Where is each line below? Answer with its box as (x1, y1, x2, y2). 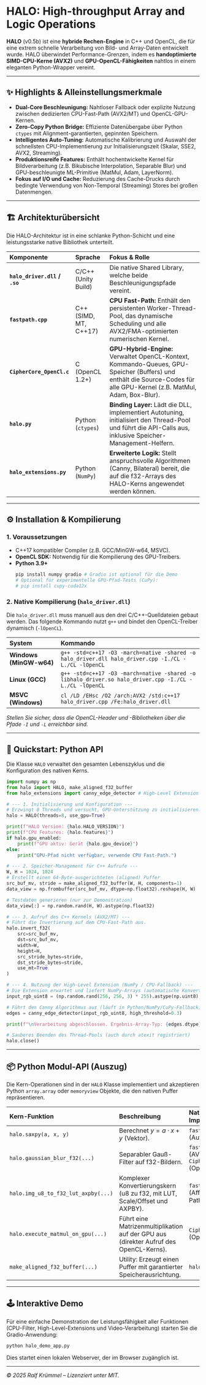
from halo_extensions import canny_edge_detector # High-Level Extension (6, 790, 199, 796)
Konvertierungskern (119, 1181, 177, 1190)
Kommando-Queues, (109, 360, 170, 368)
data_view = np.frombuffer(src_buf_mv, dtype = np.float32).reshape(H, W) (6, 886, 196, 892)
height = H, (17, 948, 43, 954)
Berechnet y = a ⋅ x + (119, 1126, 180, 1135)
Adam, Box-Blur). (109, 391, 161, 399)
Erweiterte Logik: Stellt (109, 449, 177, 457)
